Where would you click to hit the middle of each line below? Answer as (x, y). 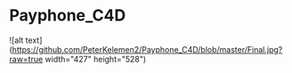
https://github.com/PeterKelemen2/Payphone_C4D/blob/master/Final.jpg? (147, 49)
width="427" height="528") (96, 59)
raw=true (26, 59)
